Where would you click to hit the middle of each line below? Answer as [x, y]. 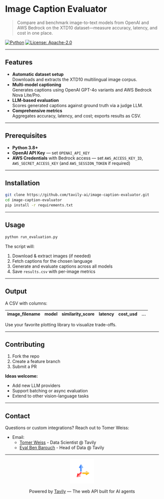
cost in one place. [35, 33]
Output [16, 291]
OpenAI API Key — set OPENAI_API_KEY [51, 153]
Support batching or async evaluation [50, 391]
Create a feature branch [36, 362]
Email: [18, 437]
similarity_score [78, 314]
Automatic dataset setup [38, 74]
